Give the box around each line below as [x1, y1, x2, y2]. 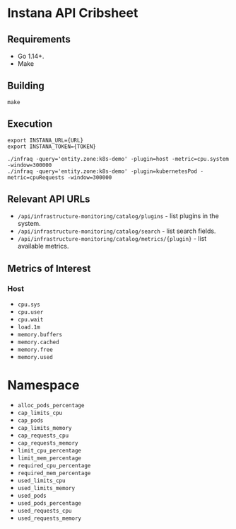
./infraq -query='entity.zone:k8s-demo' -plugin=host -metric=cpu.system [7, 155, 230, 162]
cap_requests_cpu [17, 432, 69, 440]
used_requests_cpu [17, 508, 72, 515]
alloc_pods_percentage [17, 402, 85, 409]
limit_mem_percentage [17, 455, 81, 462]
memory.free [17, 346, 53, 353]
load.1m [17, 324, 40, 331]
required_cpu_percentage [17, 462, 91, 470]
